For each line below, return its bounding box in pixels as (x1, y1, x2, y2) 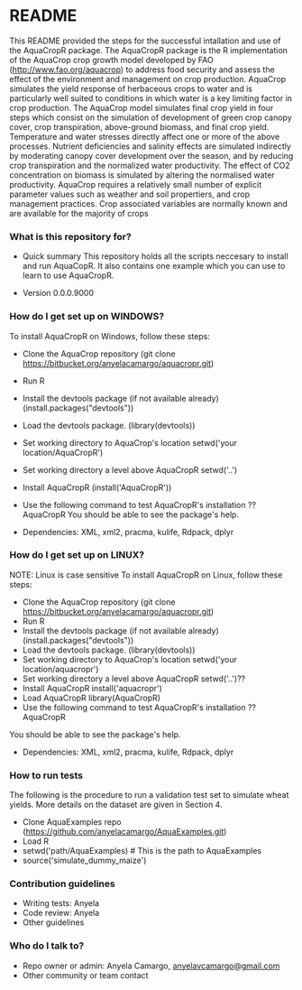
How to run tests (9, 769, 84, 782)
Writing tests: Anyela (22, 898, 100, 909)
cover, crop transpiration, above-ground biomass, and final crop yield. (9, 121, 270, 132)
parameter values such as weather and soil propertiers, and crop (9, 189, 251, 199)
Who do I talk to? (9, 939, 85, 952)
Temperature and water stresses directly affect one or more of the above (9, 131, 280, 142)
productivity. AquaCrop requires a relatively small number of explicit (9, 179, 262, 190)
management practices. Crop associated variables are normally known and (9, 198, 288, 208)
